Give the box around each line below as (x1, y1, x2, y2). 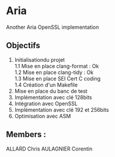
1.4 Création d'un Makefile (14, 81, 78, 88)
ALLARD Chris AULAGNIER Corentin (6, 145, 93, 152)
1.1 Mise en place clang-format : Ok (14, 62, 99, 69)
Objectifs (6, 41, 41, 51)
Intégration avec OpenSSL (14, 100, 78, 107)
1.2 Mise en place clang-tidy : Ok (14, 69, 94, 76)
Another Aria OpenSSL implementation (6, 24, 99, 31)
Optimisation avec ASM (14, 112, 71, 119)
